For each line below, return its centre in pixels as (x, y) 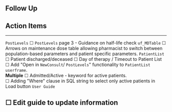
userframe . (16, 70)
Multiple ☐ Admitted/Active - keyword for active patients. (66, 76)
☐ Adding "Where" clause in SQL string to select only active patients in (80, 81)
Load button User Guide (30, 86)
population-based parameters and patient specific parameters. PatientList (85, 54)
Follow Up (21, 8)
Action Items (26, 26)
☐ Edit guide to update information (62, 103)
